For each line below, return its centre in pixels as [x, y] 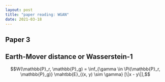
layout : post [19, 10]
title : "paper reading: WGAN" [37, 15]
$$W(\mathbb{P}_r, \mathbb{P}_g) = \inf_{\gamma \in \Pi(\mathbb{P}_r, [85, 69]
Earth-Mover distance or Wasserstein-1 [69, 57]
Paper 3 [18, 39]
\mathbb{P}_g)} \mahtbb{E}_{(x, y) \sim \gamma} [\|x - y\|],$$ [85, 74]
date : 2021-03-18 [24, 19]
